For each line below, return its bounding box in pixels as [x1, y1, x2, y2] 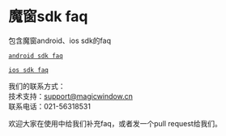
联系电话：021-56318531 [8, 101, 92, 111]
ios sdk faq [8, 66, 49, 74]
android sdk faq [8, 52, 63, 60]
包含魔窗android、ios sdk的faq [8, 36, 112, 45]
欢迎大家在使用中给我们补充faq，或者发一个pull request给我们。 [8, 118, 223, 128]
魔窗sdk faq [8, 7, 88, 26]
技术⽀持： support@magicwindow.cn [8, 91, 134, 101]
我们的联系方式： [8, 81, 66, 91]
